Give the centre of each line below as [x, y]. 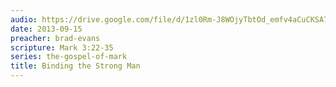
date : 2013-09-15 [46, 29]
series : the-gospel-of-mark [69, 57]
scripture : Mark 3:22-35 [62, 47]
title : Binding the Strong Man [75, 66]
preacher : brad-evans [55, 38]
